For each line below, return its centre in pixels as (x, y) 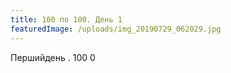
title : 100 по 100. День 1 (66, 19)
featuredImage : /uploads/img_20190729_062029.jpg (116, 29)
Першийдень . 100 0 (53, 57)
